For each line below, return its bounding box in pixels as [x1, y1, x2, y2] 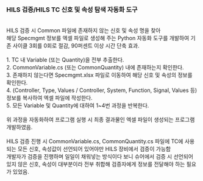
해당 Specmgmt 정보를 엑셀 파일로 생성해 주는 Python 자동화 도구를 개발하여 [6, 35, 190, 42]
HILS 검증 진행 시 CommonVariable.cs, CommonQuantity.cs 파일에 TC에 [6, 138, 183, 145]
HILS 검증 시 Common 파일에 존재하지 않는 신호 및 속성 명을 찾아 [6, 27, 161, 34]
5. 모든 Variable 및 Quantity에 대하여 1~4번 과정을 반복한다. [6, 102, 149, 109]
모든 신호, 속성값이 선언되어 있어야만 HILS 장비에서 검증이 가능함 [17, 145, 171, 153]
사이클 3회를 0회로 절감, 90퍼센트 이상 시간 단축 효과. [12, 42, 140, 49]
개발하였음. [6, 124, 33, 131]
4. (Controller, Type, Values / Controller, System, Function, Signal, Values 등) [6, 87, 198, 94]
